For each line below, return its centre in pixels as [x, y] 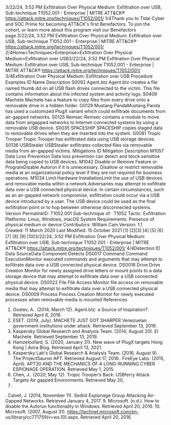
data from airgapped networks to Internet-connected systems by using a [82, 122]
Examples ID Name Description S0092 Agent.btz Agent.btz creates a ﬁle [81, 82]
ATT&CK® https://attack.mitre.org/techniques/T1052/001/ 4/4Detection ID [83, 248]
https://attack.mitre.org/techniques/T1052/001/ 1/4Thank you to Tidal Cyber [85, 18]
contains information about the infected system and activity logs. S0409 [81, 94]
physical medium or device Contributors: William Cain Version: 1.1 [74, 225]
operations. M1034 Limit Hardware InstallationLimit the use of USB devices [84, 178]
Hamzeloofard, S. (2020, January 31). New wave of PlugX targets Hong [88, 342]
